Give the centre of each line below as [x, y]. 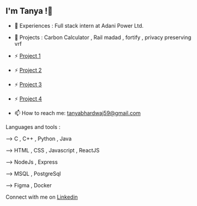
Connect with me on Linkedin [42, 197]
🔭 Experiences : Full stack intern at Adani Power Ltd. [79, 25]
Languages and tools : [33, 126]
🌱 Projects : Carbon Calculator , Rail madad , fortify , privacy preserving [103, 37]
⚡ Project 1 [27, 55]
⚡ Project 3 [28, 84]
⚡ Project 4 [28, 98]
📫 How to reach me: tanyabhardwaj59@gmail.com [77, 113]
